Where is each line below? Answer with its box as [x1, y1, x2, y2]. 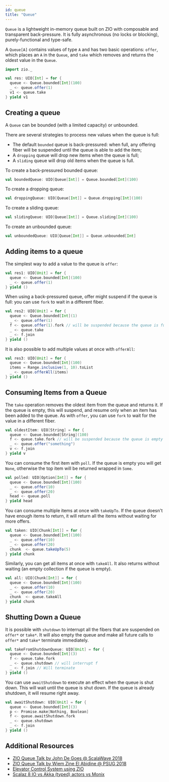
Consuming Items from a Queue [5, 388, 107, 397]
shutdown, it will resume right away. [5, 690, 79, 696]
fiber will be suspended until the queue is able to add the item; [12, 147, 142, 153]
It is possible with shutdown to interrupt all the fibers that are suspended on [5, 626, 160, 632]
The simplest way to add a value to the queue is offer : [5, 260, 118, 267]
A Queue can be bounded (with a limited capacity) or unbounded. [5, 122, 139, 128]
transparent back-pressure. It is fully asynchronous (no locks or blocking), [5, 31, 159, 37]
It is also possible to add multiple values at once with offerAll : [5, 346, 135, 352]
